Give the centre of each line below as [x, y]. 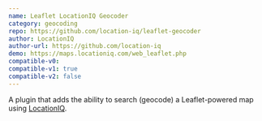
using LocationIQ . [38, 108]
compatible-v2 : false [45, 76]
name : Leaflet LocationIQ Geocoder [69, 16]
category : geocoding [43, 24]
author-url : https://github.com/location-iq [85, 46]
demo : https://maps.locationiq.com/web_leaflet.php [97, 54]
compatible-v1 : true [43, 69]
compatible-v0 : [34, 62]
